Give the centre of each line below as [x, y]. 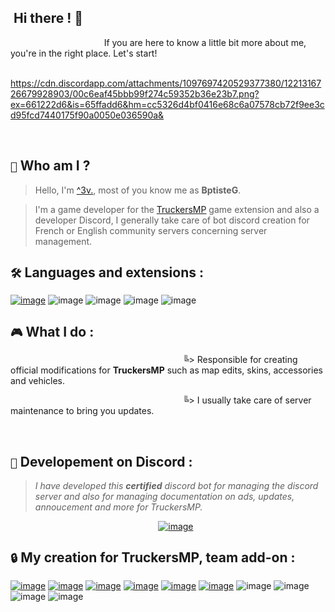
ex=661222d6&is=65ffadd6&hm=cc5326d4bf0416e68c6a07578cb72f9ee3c [167, 104]
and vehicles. [38, 381]
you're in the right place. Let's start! [84, 53]
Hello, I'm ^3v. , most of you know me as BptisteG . [138, 190]
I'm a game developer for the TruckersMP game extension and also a [177, 209]
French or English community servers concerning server [151, 230]
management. [63, 241]
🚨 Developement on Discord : [101, 461]
